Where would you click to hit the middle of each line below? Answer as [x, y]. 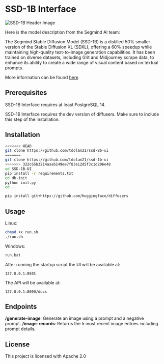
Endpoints [21, 307]
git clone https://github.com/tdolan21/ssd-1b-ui [57, 160]
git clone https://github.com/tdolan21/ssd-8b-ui [57, 151]
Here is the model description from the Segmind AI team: [63, 32]
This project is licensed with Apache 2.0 [46, 356]
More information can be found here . [42, 77]
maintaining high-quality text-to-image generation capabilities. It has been [80, 52]
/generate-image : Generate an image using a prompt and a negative [75, 318]
